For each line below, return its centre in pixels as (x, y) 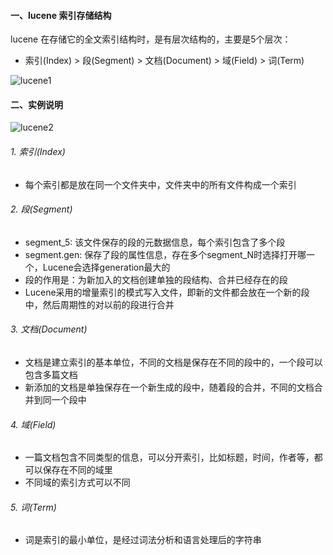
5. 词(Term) (33, 507)
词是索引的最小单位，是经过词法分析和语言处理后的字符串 (143, 540)
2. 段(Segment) (41, 209)
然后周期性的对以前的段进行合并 (108, 304)
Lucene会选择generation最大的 (106, 267)
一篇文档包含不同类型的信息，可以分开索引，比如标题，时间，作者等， (169, 457)
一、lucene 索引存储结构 (61, 15)
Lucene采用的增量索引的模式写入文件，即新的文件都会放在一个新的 (163, 292)
